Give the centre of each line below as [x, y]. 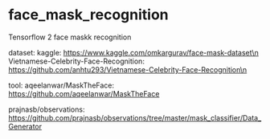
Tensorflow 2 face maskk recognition [70, 37]
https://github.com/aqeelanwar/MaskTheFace [84, 93]
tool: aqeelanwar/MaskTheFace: [61, 85]
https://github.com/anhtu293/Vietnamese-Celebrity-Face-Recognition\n [128, 69]
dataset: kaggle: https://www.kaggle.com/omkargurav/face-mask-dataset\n [134, 52]
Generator [25, 126]
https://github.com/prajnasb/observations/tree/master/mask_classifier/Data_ [135, 117]
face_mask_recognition [88, 15]
